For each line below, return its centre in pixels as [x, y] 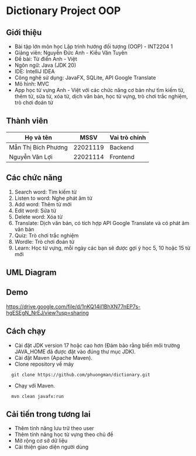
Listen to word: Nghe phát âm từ [53, 198]
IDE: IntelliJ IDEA [35, 71]
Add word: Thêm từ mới [43, 204]
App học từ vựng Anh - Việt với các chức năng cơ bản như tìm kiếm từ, [100, 90]
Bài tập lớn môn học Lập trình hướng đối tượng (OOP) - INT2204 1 [94, 46]
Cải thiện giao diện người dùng [51, 447]
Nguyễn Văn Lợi [31, 156]
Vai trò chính [128, 137]
